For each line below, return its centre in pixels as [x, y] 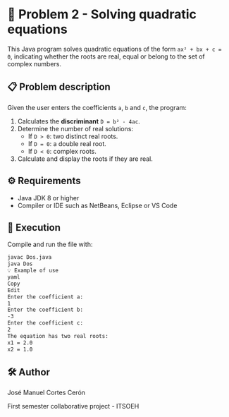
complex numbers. [35, 64]
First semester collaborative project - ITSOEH [73, 406]
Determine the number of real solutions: [75, 128]
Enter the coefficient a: [45, 297]
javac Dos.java [30, 258]
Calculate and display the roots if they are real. [85, 159]
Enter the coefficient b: [45, 310]
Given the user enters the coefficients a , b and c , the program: [97, 107]
